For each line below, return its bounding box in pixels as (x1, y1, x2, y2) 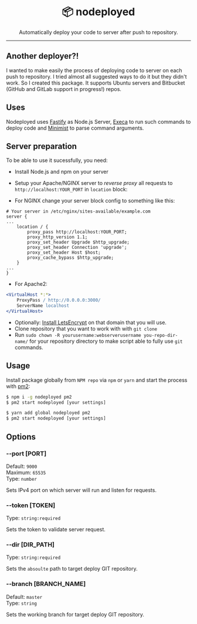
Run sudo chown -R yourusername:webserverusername (14, 331, 142, 338)
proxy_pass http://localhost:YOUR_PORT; (27, 229, 127, 235)
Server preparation (6, 141, 77, 151)
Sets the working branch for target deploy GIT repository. (6, 610, 145, 618)
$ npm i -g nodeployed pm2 (6, 394, 72, 400)
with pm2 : (6, 383, 30, 390)
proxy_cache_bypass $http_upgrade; (27, 255, 114, 261)
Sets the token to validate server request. (6, 526, 106, 533)
